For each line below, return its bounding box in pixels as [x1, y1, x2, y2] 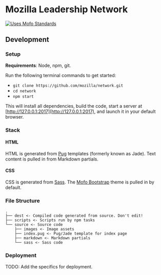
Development [5, 35, 50, 44]
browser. [5, 113, 24, 120]
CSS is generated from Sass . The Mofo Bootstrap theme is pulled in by [5, 179, 155, 185]
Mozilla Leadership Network [5, 4, 128, 15]
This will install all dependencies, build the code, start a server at [5, 103, 143, 109]
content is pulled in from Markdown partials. [5, 156, 98, 162]
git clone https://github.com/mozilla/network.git [12, 83, 124, 88]
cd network [12, 88, 36, 94]
